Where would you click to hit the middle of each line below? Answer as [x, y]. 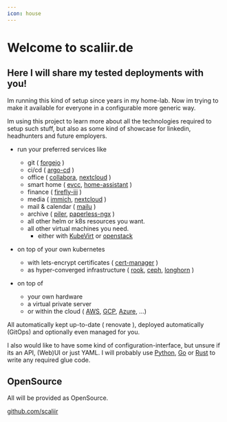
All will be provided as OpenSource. [58, 398]
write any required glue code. [49, 360]
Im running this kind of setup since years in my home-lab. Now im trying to [113, 100]
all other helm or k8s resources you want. [86, 221]
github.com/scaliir [33, 412]
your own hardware [55, 297]
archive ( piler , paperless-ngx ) [71, 214]
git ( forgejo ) [46, 162]
